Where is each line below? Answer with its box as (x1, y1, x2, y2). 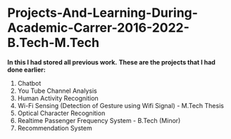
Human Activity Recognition (17, 93, 99, 102)
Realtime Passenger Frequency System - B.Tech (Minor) (17, 116, 181, 124)
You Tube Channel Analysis (17, 86, 97, 95)
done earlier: (7, 65, 46, 74)
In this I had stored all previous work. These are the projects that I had (7, 58, 216, 66)
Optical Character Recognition (17, 109, 106, 117)
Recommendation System (17, 124, 93, 132)
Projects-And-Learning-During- (7, 5, 199, 21)
